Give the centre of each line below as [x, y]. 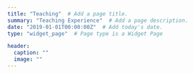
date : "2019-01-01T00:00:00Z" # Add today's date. [85, 27]
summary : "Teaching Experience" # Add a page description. [98, 20]
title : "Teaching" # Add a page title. [68, 14]
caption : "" [32, 53]
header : [19, 47]
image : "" [28, 60]
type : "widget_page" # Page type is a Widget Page [85, 33]
